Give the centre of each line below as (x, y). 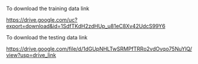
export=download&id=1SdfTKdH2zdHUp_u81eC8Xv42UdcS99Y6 (86, 26)
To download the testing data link (47, 37)
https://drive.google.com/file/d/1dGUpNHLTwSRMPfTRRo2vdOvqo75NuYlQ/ (99, 49)
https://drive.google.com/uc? (42, 20)
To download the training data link (48, 9)
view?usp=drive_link (31, 55)
